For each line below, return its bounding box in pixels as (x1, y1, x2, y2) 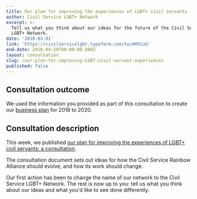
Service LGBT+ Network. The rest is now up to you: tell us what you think (6, 180, 183, 187)
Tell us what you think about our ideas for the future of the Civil (11, 25, 185, 31)
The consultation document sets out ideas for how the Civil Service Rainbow (6, 156, 191, 163)
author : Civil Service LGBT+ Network (6, 14, 98, 20)
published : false (6, 63, 49, 69)
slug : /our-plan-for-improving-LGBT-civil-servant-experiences (6, 57, 164, 63)
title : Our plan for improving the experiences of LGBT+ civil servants (6, 8, 188, 15)
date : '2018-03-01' (6, 36, 54, 42)
